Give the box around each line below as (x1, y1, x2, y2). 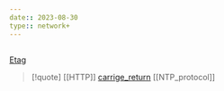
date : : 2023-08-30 (9, 12, 78, 22)
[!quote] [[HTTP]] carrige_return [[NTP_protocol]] (31, 71, 216, 82)
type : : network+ (9, 21, 70, 30)
